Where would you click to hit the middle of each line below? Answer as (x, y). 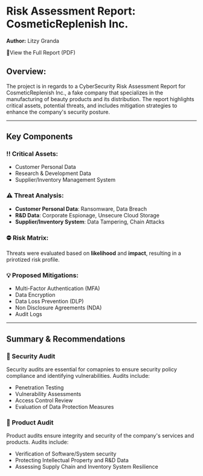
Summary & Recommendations (66, 339)
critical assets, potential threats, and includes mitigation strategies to (92, 105)
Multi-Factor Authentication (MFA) (57, 288)
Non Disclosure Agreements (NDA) (58, 308)
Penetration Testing (39, 388)
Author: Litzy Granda (33, 41)
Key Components (40, 137)
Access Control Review (44, 400)
